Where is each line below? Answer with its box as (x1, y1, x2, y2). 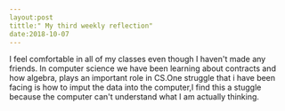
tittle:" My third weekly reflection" (9, 21, 153, 30)
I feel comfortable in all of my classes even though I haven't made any (9, 54, 266, 65)
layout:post (9, 12, 53, 22)
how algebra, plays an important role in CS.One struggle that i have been (9, 73, 276, 83)
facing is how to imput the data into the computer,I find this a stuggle (9, 82, 262, 93)
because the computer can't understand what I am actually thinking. (9, 91, 260, 102)
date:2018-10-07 (9, 29, 69, 38)
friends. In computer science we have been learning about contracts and (9, 63, 276, 74)
